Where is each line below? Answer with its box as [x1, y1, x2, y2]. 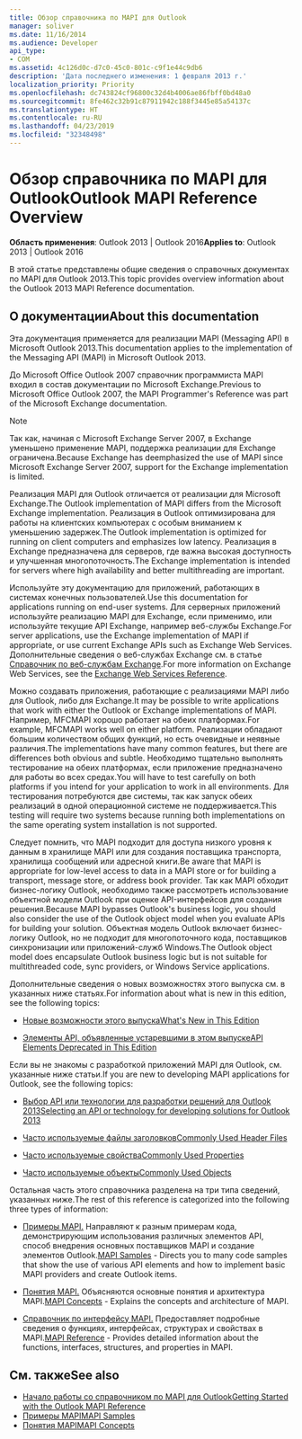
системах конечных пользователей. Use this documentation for [9, 591, 249, 602]
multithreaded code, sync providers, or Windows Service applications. [9, 961, 270, 972]
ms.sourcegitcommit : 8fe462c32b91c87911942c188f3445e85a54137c [9, 96, 252, 106]
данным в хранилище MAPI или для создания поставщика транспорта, [9, 846, 281, 857]
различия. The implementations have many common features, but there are [9, 742, 288, 753]
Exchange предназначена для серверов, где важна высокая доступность [9, 546, 292, 556]
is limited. [9, 471, 45, 482]
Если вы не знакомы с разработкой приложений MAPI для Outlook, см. [9, 1059, 282, 1070]
